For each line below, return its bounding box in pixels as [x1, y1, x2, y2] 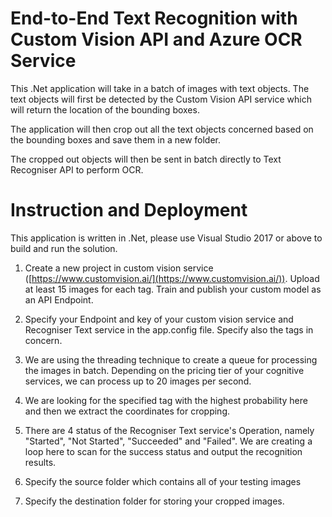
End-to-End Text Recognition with [10, 7, 298, 30]
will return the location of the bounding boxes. [10, 103, 200, 116]
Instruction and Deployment [10, 199, 248, 222]
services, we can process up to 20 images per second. [24, 375, 252, 387]
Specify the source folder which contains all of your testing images [24, 475, 302, 487]
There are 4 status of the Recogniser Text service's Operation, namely [24, 424, 315, 436]
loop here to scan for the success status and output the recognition [24, 445, 303, 457]
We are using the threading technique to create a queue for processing [24, 353, 318, 366]
